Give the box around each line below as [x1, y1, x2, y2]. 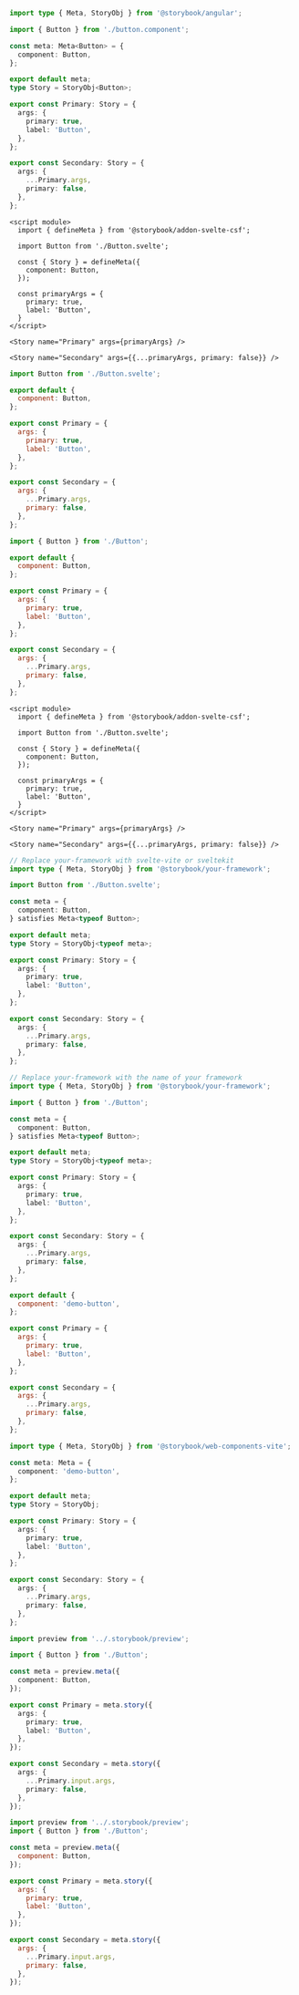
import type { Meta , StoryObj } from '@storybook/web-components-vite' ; [9, 1442, 292, 1451]
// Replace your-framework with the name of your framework [9, 1073, 243, 1082]
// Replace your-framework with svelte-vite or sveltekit [9, 855, 234, 865]
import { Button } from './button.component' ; [9, 25, 190, 34]
